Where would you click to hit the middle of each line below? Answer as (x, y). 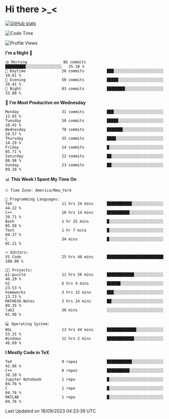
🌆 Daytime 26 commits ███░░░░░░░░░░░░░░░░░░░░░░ (84, 71)
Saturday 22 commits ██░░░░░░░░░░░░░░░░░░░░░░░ (84, 156)
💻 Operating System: (28, 324)
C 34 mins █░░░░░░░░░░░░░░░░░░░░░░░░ (84, 239)
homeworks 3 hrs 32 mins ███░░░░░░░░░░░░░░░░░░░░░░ (84, 292)
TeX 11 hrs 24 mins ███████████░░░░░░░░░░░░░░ (84, 204)
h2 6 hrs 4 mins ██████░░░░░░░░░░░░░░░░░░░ (84, 283)
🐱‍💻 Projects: (19, 270)
